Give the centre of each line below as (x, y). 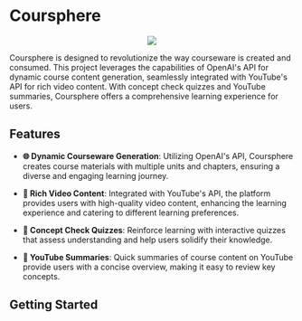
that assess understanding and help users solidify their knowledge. (147, 240)
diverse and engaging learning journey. (95, 175)
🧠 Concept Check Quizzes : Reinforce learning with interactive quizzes (154, 230)
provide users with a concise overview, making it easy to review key (149, 267)
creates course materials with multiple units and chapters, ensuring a (151, 166)
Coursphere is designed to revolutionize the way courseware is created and (150, 57)
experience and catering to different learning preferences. (131, 212)
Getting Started (54, 305)
